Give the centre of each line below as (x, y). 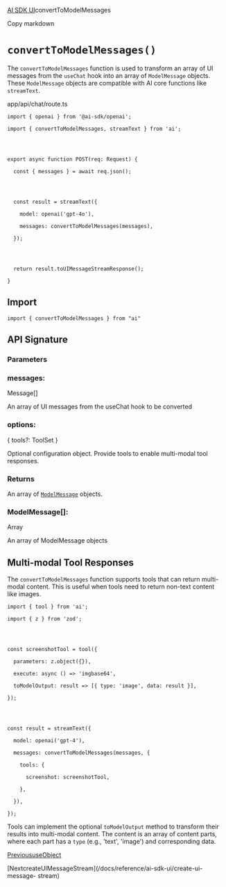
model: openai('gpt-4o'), (57, 214)
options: (21, 425)
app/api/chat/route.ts (37, 104)
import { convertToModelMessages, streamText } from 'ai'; (94, 129)
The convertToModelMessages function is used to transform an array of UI (110, 68)
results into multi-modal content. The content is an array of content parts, (112, 834)
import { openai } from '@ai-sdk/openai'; (69, 117)
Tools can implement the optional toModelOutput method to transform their (113, 826)
